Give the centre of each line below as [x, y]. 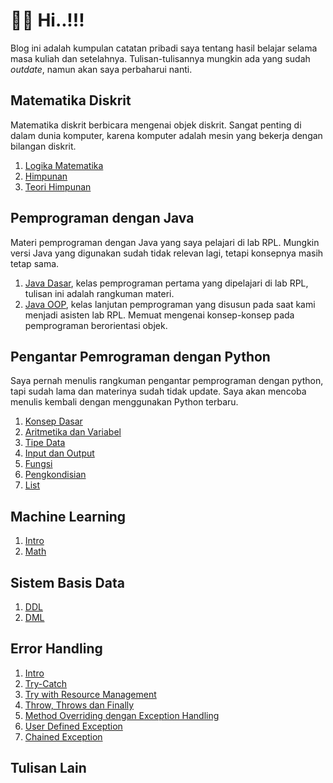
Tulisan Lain [48, 768]
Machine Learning [68, 516]
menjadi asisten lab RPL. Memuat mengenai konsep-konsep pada [159, 315]
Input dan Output [59, 453]
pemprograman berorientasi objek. [96, 325]
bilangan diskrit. [43, 146]
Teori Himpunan [58, 186]
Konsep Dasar [53, 421]
